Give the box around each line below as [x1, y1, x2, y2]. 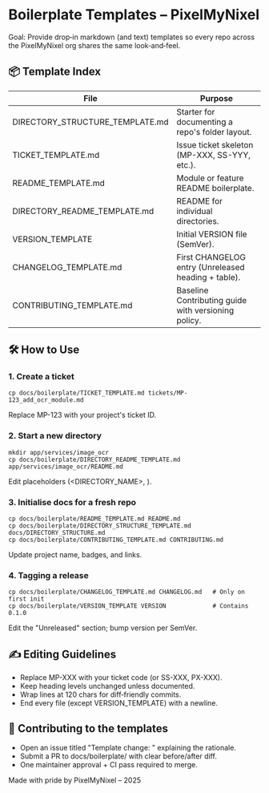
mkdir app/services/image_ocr [8, 448, 110, 456]
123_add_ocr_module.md [8, 396, 84, 404]
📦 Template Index [8, 65, 102, 79]
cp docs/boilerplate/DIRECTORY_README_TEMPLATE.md [8, 455, 181, 463]
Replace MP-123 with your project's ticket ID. [8, 411, 157, 420]
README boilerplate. [175, 182, 255, 193]
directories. [175, 215, 219, 226]
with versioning [175, 305, 235, 316]
